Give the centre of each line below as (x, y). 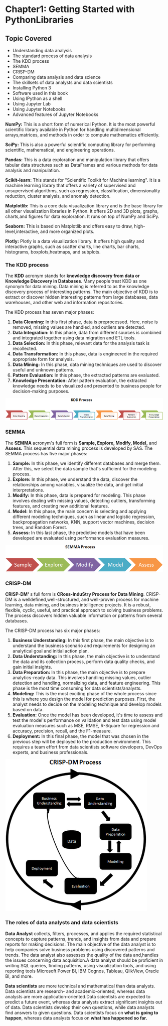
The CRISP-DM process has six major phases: (53, 630)
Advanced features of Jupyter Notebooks (55, 114)
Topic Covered (29, 38)
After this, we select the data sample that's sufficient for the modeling (85, 468)
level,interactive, (22, 231)
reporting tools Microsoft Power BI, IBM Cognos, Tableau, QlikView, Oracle (82, 971)
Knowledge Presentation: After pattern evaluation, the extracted (79, 380)
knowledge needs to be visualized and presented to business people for (87, 386)
